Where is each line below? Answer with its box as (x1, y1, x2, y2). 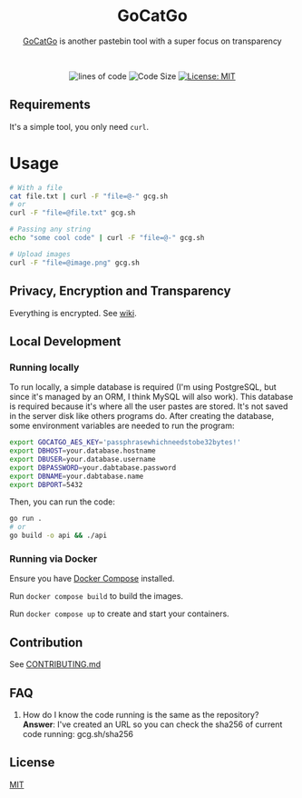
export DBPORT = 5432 (9, 480, 83, 489)
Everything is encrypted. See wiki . (9, 307, 138, 318)
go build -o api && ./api (9, 531, 107, 541)
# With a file (9, 183, 63, 192)
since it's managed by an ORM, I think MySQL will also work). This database (9, 392, 294, 403)
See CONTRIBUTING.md (9, 659, 102, 670)
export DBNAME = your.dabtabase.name (9, 472, 144, 481)
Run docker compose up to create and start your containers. (9, 608, 229, 619)
